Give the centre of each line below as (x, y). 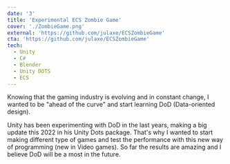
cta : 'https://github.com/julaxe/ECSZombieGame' (78, 39)
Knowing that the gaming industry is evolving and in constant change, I (108, 97)
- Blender (27, 65)
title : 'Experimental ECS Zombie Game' (65, 20)
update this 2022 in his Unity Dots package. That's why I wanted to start (110, 132)
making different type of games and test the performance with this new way (115, 140)
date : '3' (21, 13)
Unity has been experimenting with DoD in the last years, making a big (107, 125)
